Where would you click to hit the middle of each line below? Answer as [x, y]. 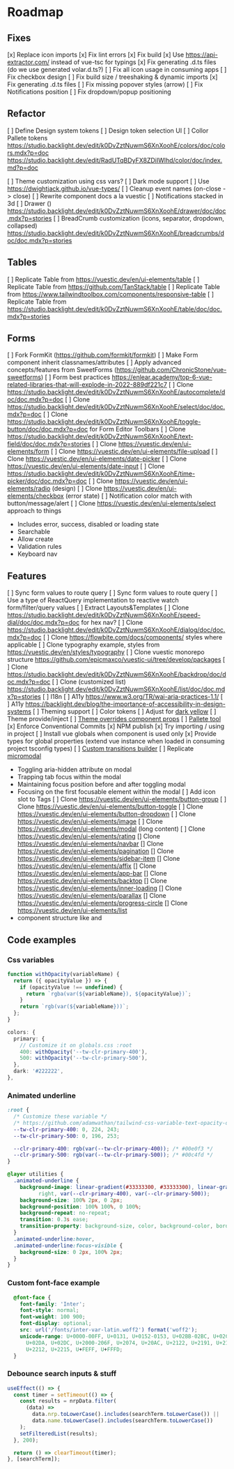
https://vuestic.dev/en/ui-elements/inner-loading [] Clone [100, 888]
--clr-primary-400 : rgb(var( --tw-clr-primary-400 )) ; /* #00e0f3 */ [114, 1149]
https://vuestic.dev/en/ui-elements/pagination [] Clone [95, 851]
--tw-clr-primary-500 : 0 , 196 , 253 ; [67, 1136]
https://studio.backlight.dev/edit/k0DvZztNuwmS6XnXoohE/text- [100, 436]
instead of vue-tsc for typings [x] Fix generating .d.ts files [134, 62]
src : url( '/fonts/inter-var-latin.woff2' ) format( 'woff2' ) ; [109, 1330]
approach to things [34, 511]
